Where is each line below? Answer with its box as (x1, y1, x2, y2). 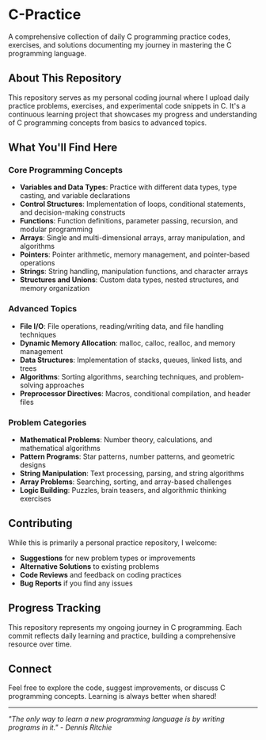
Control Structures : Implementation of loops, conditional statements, (19, 200, 246, 209)
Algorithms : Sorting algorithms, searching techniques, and (19, 372, 212, 381)
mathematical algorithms (19, 444, 101, 453)
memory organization (19, 284, 89, 293)
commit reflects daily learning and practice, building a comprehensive (8, 631, 236, 640)
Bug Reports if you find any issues (19, 578, 133, 588)
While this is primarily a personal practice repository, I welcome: (8, 537, 218, 547)
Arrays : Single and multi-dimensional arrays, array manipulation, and (19, 233, 245, 242)
